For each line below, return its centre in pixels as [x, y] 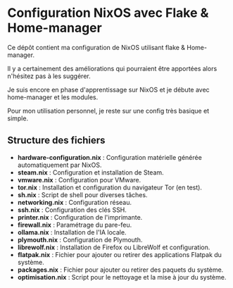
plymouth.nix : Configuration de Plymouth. [80, 239]
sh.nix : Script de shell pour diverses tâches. [82, 194]
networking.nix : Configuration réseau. [75, 202]
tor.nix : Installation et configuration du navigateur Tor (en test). [110, 187]
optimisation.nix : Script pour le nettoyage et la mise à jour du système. [122, 277]
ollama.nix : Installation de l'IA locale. [72, 232]
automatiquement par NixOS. [59, 165]
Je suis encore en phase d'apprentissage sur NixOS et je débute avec [108, 89]
